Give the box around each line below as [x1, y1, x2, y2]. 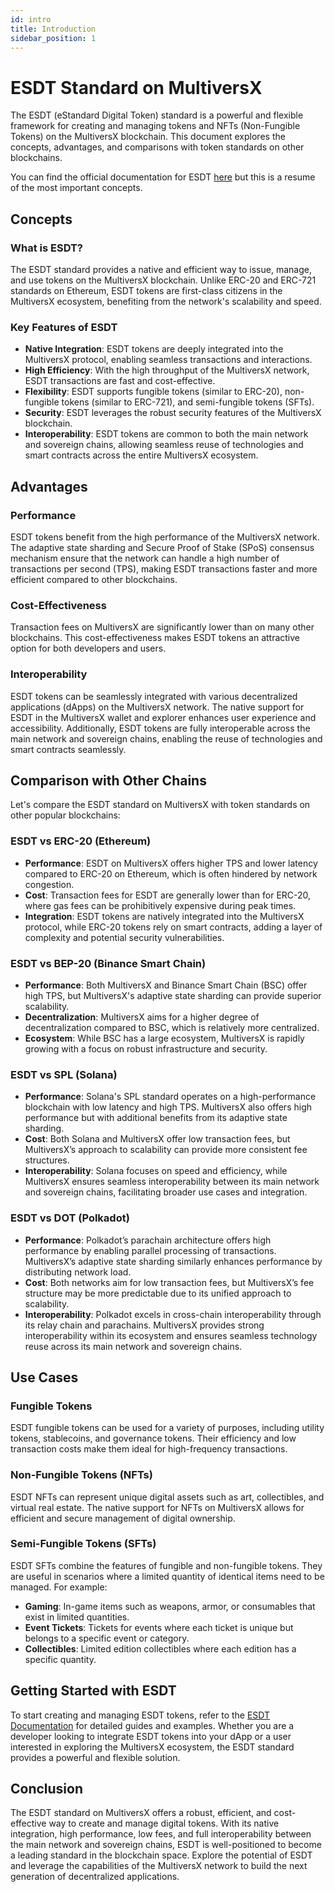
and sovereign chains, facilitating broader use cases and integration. [24, 1186, 308, 1198]
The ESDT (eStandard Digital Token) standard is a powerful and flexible [10, 109, 304, 121]
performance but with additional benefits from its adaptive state [24, 1112, 288, 1124]
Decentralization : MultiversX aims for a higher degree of [24, 1011, 260, 1023]
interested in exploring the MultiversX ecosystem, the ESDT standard [10, 1741, 295, 1753]
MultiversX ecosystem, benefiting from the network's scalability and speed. [10, 296, 322, 307]
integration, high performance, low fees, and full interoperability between [10, 1828, 312, 1840]
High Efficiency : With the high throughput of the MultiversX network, [24, 364, 310, 376]
